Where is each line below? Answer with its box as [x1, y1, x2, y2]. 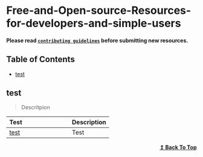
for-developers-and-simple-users [6, 16, 181, 30]
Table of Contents [6, 54, 76, 65]
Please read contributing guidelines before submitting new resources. [6, 37, 188, 44]
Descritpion [21, 104, 50, 111]
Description [71, 118, 107, 127]
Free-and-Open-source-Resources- [6, 4, 192, 18]
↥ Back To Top [159, 144, 197, 151]
